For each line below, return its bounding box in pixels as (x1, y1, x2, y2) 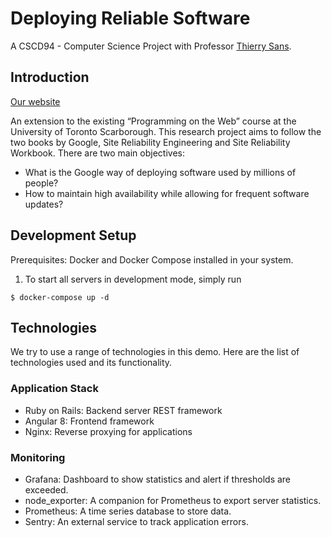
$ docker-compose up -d (10, 292, 110, 302)
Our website (10, 95, 61, 107)
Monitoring (10, 450, 66, 464)
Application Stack (10, 382, 99, 396)
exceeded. (24, 483, 69, 496)
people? (24, 177, 59, 189)
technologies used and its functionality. (10, 357, 173, 369)
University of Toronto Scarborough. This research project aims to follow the (10, 125, 322, 137)
